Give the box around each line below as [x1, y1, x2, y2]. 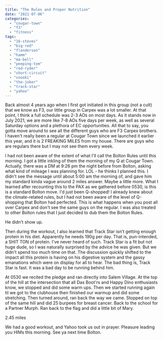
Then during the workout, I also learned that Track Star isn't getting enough [5, 228, 157, 234]
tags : [5, 35, 16, 39]
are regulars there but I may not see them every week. [5, 143, 114, 149]
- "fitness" [9, 30, 34, 35]
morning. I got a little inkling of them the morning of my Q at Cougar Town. [5, 158, 154, 164]
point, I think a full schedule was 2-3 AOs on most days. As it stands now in [5, 113, 156, 118]
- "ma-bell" [9, 57, 34, 62]
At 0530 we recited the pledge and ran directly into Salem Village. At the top [5, 274, 158, 280]
